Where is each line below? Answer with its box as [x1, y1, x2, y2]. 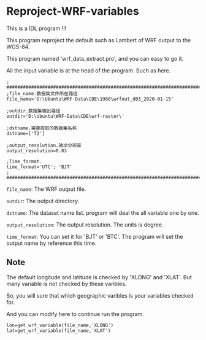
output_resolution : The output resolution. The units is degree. [6, 221, 164, 228]
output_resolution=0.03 [6, 147, 67, 154]
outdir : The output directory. [6, 197, 80, 204]
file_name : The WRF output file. [6, 185, 86, 193]
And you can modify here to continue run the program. [6, 310, 144, 317]
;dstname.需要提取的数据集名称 [6, 125, 77, 131]
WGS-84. [6, 43, 30, 50]
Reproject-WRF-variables [6, 4, 139, 18]
